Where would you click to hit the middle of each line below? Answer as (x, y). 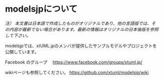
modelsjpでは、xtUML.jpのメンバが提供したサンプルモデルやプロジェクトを (81, 46)
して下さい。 (18, 35)
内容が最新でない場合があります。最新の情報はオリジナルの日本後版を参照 (84, 29)
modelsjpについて (41, 9)
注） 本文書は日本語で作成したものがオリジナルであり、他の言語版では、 (78, 23)
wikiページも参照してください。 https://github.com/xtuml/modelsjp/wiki (77, 72)
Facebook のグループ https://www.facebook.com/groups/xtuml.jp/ (74, 62)
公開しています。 (22, 52)
